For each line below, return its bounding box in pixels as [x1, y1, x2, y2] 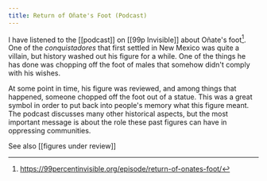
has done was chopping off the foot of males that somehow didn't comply [8, 60, 250, 70]
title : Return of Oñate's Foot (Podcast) [8, 11, 148, 20]
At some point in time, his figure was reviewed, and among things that [8, 84, 237, 94]
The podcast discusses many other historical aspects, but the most [8, 109, 229, 119]
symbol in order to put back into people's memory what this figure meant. [8, 101, 250, 110]
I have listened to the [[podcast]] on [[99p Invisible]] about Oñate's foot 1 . [8, 33, 246, 44]
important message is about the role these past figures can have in [8, 117, 227, 127]
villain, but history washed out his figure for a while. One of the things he [8, 52, 246, 61]
